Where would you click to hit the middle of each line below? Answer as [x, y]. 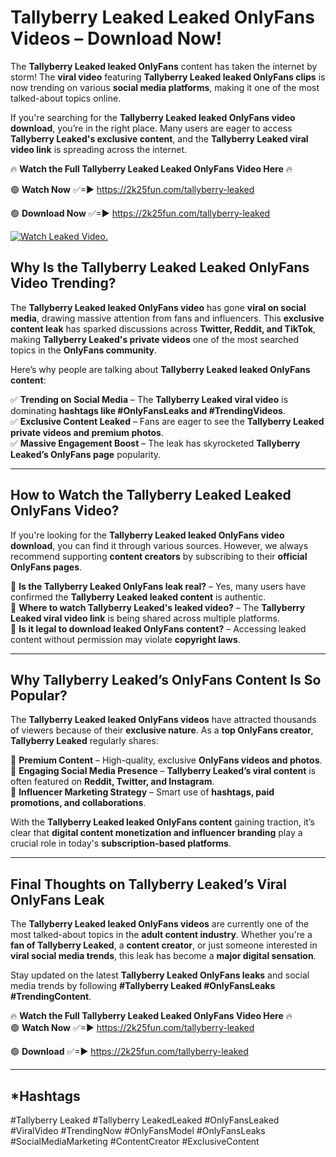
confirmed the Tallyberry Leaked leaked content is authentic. [138, 597]
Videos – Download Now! [116, 38]
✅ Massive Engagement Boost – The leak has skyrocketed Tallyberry [155, 443]
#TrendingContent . [51, 997]
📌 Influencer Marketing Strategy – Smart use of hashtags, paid [142, 792]
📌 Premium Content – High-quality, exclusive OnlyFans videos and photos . [166, 760]
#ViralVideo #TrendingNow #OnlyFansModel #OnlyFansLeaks [138, 1130]
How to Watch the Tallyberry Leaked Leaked [151, 495]
